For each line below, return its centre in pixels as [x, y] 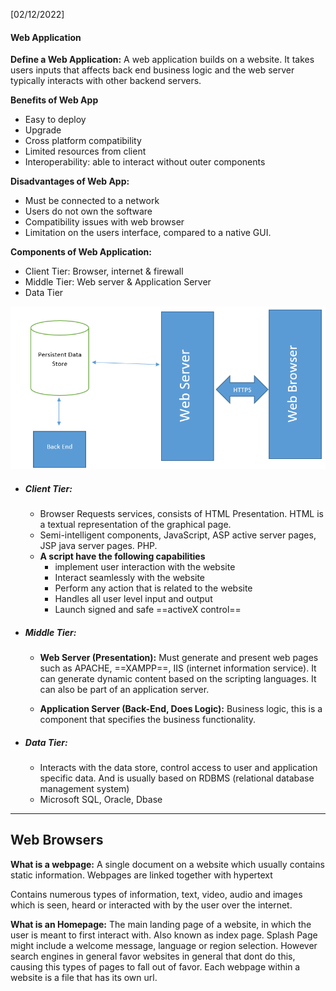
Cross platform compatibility [83, 141]
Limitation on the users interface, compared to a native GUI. [148, 233]
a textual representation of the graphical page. [135, 525]
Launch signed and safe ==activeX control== [148, 610]
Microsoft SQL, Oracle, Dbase [101, 800]
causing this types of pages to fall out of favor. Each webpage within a [155, 966]
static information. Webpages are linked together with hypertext [141, 875]
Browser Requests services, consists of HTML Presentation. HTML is [181, 514]
